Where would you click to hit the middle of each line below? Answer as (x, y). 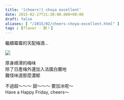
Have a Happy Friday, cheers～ (37, 92)
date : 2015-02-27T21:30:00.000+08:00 (44, 14)
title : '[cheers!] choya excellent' (43, 10)
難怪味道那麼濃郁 (23, 76)
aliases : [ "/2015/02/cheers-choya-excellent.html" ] (62, 24)
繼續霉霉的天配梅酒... (27, 43)
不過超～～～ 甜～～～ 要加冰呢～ (39, 86)
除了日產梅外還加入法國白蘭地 (36, 69)
